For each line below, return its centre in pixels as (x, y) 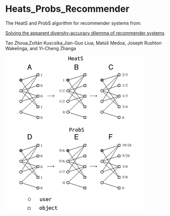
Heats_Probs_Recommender (67, 9)
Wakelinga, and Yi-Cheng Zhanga (41, 48)
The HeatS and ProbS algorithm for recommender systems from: (73, 23)
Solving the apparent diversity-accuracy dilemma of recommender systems (85, 33)
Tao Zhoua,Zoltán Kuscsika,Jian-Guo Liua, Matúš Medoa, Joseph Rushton (83, 43)
